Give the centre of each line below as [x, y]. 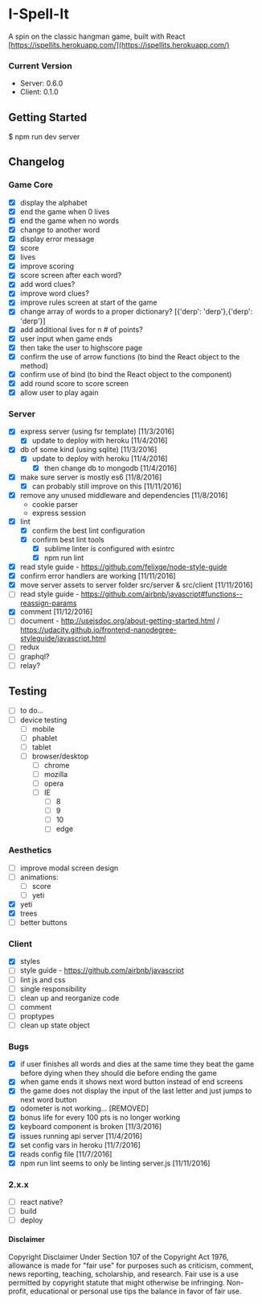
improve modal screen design [69, 868]
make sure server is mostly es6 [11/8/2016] [91, 477]
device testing [43, 720]
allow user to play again [59, 392]
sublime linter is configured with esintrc [109, 548]
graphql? [35, 656]
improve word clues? [55, 293]
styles [30, 961]
